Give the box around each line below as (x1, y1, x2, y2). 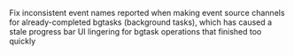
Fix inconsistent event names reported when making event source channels (9, 8, 285, 18)
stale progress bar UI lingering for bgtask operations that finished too (9, 27, 262, 36)
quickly (9, 35, 36, 46)
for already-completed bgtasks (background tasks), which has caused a (9, 17, 273, 27)
